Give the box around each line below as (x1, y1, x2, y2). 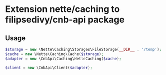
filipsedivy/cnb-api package (5, 14, 125, 25)
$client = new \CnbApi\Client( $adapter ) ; (5, 65, 93, 70)
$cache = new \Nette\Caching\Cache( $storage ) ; (5, 51, 104, 57)
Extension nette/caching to (5, 3, 120, 15)
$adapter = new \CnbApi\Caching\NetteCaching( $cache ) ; (5, 56, 122, 61)
